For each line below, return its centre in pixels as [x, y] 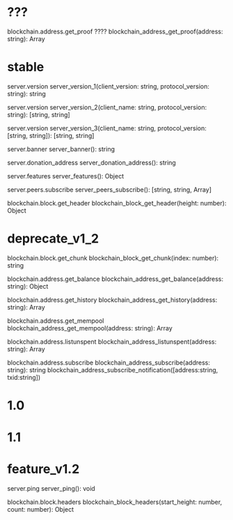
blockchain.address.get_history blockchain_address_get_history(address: [112, 300]
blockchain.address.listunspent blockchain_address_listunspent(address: [112, 342]
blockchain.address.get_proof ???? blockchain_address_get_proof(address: [115, 31]
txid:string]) [24, 377]
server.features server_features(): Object [65, 176]
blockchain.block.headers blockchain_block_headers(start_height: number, [115, 502]
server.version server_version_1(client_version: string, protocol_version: [109, 86]
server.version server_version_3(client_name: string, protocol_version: [107, 128]
